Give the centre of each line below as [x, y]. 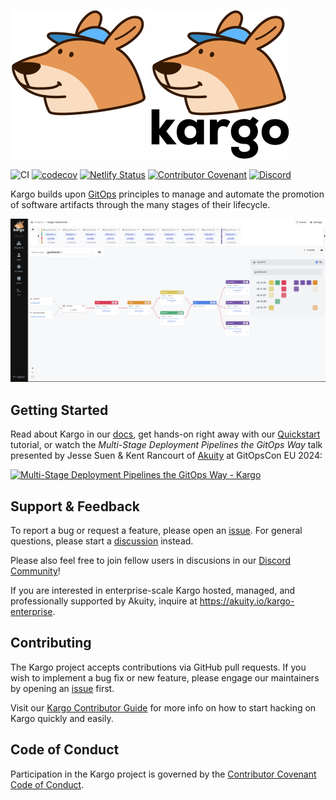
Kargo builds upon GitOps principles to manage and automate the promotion [167, 194]
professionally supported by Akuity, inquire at [104, 601]
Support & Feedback [75, 506]
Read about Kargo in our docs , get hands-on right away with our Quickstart [165, 434]
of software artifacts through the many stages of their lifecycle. [140, 204]
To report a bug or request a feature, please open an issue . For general [156, 530]
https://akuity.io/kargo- [247, 601]
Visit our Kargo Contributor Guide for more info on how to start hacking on [163, 707]
